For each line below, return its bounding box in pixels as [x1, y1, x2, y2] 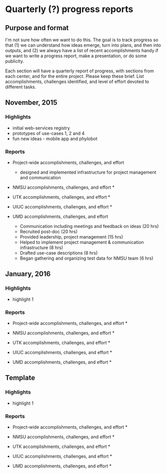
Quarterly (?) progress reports [5, 4, 133, 15]
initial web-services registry [12, 125, 70, 131]
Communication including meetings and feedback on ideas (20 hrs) [19, 223, 159, 229]
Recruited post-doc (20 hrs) [19, 228, 78, 234]
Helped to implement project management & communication [19, 239, 144, 245]
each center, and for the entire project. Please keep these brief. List [5, 73, 144, 79]
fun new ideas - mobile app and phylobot [12, 136, 97, 142]
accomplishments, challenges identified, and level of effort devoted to [5, 79, 149, 84]
